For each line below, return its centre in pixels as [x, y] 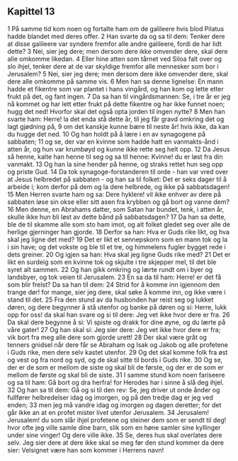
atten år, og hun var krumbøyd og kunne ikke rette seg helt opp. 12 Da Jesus [119, 149]
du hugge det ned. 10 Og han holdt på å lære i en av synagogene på [107, 134]
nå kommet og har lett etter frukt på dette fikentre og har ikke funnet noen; [116, 104]
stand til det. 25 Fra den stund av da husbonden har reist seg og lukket [110, 300]
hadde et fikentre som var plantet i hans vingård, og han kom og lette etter [116, 89]
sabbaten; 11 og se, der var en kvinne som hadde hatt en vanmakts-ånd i [113, 142]
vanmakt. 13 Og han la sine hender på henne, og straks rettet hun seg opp [115, 164]
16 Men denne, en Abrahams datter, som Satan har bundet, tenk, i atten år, [116, 209]
